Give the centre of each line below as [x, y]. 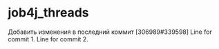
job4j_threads [48, 13]
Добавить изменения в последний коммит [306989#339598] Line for [110, 32]
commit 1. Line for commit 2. [48, 39]
